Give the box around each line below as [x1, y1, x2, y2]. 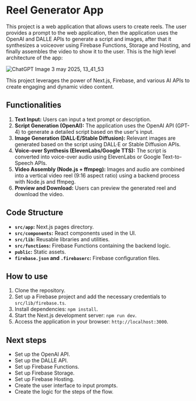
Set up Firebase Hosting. [14, 376, 75, 383]
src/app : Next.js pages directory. [14, 223, 94, 230]
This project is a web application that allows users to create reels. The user [6, 23, 187, 30]
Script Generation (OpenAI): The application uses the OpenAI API [14, 122, 174, 129]
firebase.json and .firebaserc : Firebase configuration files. [14, 254, 160, 261]
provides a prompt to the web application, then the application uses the [6, 29, 178, 36]
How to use [6, 271, 48, 281]
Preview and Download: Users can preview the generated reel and [14, 184, 177, 191]
